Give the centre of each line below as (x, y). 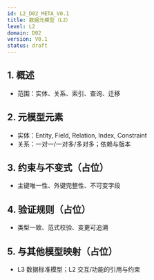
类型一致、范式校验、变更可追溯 (62, 227)
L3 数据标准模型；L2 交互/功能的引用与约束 (78, 270)
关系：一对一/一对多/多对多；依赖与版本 (74, 144)
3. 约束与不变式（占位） (58, 168)
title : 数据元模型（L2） (39, 20)
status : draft (28, 46)
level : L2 (21, 26)
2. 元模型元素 (35, 117)
